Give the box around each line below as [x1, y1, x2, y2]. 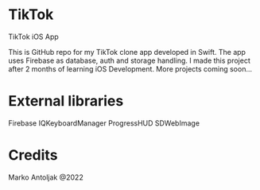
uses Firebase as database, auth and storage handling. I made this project [8, 56, 250, 65]
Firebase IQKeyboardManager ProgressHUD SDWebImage [8, 118, 200, 128]
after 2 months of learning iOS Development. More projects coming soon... [8, 64, 253, 73]
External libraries [8, 92, 124, 111]
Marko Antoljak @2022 [8, 173, 83, 182]
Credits [8, 146, 58, 165]
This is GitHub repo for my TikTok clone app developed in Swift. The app [8, 47, 246, 56]
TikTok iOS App [8, 32, 60, 41]
